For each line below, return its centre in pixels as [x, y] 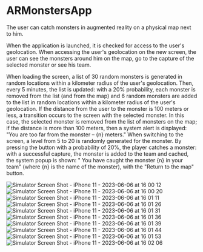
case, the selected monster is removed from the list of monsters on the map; [102, 121]
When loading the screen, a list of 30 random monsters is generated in [95, 76]
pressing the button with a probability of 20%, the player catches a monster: [101, 147]
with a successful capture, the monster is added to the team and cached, [98, 154]
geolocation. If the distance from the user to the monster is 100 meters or [98, 108]
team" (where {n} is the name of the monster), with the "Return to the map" [100, 167]
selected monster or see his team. [49, 65]
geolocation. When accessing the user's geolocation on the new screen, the [101, 51]
